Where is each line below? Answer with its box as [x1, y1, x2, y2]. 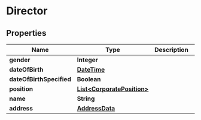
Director [6, 4, 48, 18]
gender [9, 56, 31, 64]
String [77, 94, 95, 103]
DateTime [77, 66, 105, 73]
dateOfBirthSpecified [9, 75, 72, 83]
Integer [77, 56, 99, 64]
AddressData [77, 104, 115, 112]
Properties [6, 28, 47, 38]
